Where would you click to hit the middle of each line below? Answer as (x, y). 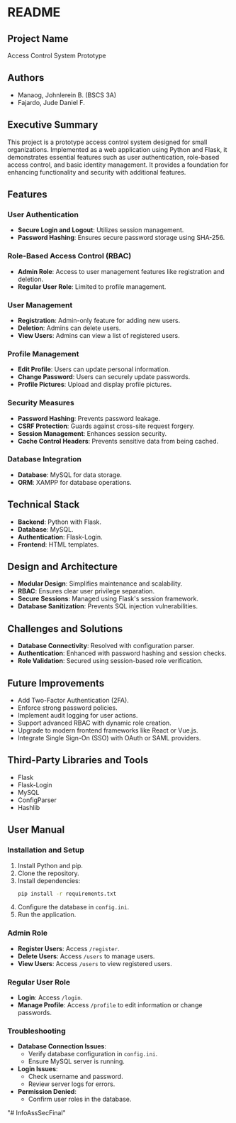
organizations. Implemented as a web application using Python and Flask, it (117, 149)
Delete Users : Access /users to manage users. (86, 956)
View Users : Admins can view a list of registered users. (99, 335)
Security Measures (41, 403)
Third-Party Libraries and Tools (78, 760)
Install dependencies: (49, 880)
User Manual (36, 830)
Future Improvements (56, 683)
